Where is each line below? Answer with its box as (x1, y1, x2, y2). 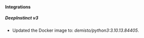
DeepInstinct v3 (5, 15, 38, 21)
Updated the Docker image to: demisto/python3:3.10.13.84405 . (12, 27, 139, 33)
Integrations (5, 4, 31, 10)
